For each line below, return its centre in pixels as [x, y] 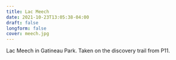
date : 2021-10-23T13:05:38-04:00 [48, 17]
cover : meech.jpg [28, 34]
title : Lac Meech [28, 12]
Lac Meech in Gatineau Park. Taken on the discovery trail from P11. [88, 50]
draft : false [22, 23]
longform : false [26, 28]
